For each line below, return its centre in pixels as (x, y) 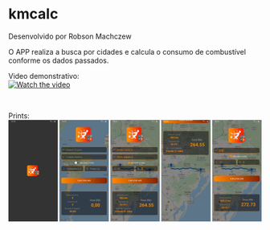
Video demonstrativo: (44, 76)
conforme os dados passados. (59, 60)
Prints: (19, 115)
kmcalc (33, 14)
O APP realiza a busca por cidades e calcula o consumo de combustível (127, 51)
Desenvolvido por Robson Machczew (70, 36)
